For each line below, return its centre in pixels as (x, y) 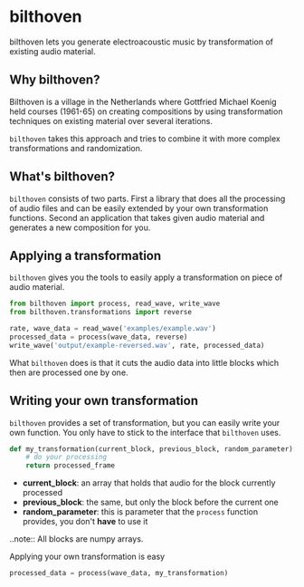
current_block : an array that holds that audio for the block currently (149, 483)
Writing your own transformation (104, 401)
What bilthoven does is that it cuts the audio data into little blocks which (144, 362)
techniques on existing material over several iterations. (111, 120)
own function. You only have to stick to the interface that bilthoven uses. (145, 432)
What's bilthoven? (62, 177)
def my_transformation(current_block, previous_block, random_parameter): (153, 449)
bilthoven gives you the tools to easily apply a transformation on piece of (146, 277)
